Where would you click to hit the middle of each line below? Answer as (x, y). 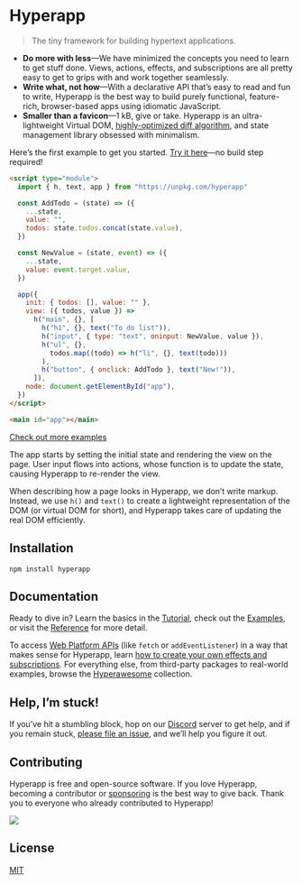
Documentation (54, 596)
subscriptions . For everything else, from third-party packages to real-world (149, 665)
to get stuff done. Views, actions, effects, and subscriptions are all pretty (157, 68)
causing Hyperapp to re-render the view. (85, 474)
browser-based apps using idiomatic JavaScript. (131, 106)
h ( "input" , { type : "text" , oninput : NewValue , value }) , (153, 336)
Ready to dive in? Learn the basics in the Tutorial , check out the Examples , (147, 618)
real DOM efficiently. (47, 520)
